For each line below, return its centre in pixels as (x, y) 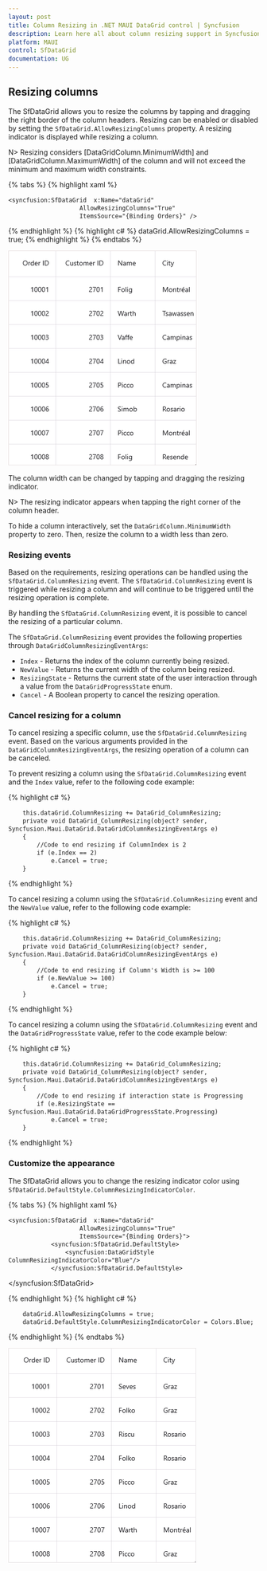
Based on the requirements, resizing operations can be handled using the (128, 572)
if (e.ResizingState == (76, 1104)
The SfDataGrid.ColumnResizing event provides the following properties (125, 637)
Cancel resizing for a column (65, 716)
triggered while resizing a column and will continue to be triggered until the (131, 589)
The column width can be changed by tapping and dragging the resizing (126, 477)
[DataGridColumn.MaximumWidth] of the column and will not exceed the (127, 160)
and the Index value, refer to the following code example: (101, 782)
